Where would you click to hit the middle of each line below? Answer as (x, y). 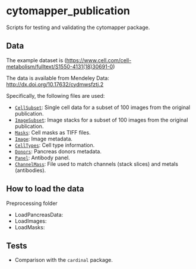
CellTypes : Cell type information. (55, 145)
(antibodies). (30, 170)
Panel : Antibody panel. (42, 158)
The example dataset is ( (36, 60)
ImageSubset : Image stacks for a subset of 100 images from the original (101, 120)
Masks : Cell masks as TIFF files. (53, 132)
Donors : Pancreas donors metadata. (58, 151)
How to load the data (45, 189)
